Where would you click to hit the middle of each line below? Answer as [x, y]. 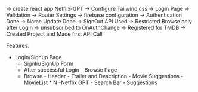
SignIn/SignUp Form [48, 63]
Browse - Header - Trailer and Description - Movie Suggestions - [103, 76]
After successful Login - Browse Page [70, 70]
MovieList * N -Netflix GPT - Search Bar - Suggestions [91, 82]
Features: [18, 45]
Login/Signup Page [38, 57]
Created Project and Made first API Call [54, 34]
